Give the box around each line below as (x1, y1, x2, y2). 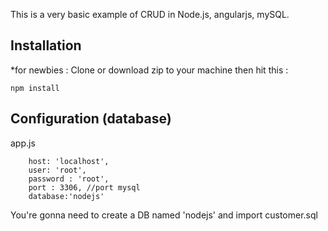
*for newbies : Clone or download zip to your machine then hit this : (10, 64, 289, 76)
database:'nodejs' (28, 191, 105, 201)
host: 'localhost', (28, 156, 110, 166)
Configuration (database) (10, 110, 172, 128)
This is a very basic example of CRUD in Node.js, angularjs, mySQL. (10, 9, 290, 20)
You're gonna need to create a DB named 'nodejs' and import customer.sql (10, 209, 318, 221)
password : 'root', (28, 174, 110, 184)
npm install (10, 83, 60, 93)
